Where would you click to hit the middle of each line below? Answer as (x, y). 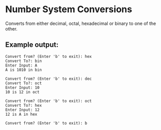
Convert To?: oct (24, 83)
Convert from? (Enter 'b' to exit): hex (49, 56)
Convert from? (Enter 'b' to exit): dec (49, 79)
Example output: (32, 45)
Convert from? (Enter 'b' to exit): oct (49, 101)
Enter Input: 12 (22, 110)
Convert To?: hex (24, 105)
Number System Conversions (69, 9)
